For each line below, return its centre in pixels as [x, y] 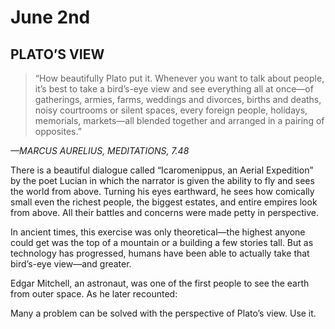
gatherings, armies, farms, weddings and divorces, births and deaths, [178, 99]
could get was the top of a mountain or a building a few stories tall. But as [162, 242]
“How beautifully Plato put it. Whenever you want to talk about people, [179, 78]
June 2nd [50, 17]
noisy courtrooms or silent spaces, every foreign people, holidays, [171, 110]
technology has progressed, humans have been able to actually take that [160, 253]
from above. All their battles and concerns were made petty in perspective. [165, 212]
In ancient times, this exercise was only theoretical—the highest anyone [158, 232]
